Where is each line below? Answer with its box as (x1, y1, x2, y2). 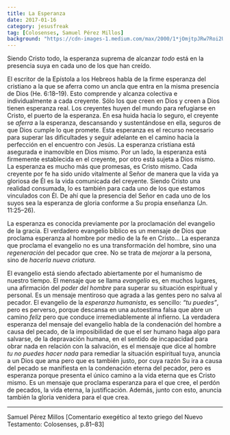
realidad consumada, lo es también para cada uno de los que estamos (7, 185, 205, 193)
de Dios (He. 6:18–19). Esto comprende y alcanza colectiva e (7, 90, 178, 98)
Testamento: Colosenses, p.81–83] (7, 420, 105, 429)
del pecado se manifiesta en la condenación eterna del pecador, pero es (7, 364, 212, 373)
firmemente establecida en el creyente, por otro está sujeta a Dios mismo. (7, 155, 216, 163)
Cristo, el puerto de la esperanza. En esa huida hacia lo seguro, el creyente (7, 111, 219, 120)
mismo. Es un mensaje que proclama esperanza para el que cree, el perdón (7, 379, 220, 387)
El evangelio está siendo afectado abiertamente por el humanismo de (7, 269, 203, 278)
